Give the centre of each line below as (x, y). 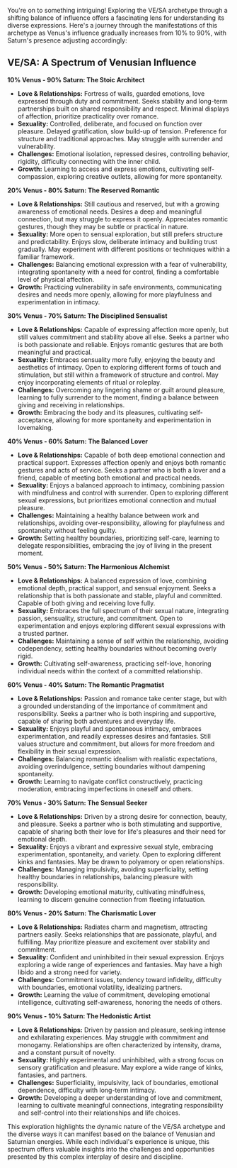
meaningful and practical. (55, 352)
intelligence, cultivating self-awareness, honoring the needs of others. (120, 1002)
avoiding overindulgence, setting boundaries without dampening (111, 766)
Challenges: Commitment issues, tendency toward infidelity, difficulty (120, 979)
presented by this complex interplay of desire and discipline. (95, 1157)
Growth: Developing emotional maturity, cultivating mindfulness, (112, 892)
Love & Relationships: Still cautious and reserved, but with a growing (118, 204)
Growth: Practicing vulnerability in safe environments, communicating (120, 287)
